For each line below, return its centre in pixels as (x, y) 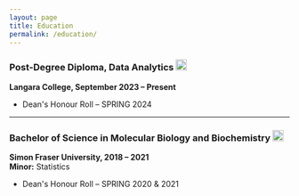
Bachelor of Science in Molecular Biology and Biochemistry (140, 137)
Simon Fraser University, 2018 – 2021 (79, 157)
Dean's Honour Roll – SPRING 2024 (87, 104)
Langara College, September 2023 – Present (93, 86)
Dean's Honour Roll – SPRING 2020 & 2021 (101, 184)
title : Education (41, 26)
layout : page (33, 17)
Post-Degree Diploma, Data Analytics (92, 68)
